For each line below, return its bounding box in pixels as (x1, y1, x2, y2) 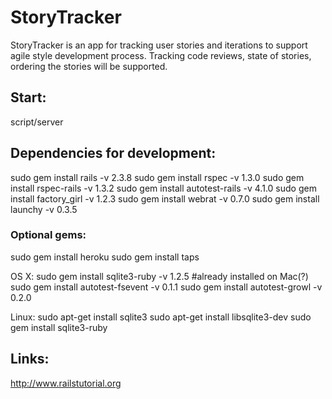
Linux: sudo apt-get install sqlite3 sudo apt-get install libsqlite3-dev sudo (10, 311, 312, 323)
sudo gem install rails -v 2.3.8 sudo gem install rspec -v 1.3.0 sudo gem (10, 171, 305, 183)
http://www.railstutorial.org (10, 377, 122, 389)
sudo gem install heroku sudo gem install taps (10, 251, 200, 263)
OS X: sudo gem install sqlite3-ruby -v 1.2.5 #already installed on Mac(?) (10, 270, 309, 282)
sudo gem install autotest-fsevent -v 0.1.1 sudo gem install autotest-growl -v (10, 281, 323, 293)
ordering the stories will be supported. (10, 60, 168, 72)
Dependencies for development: (10, 145, 217, 162)
